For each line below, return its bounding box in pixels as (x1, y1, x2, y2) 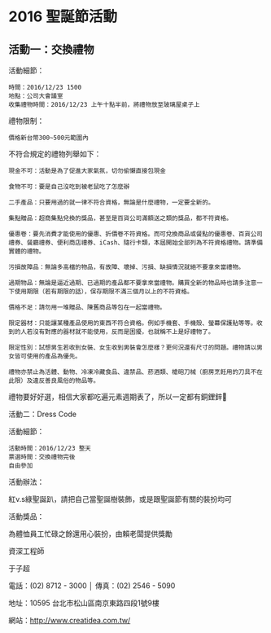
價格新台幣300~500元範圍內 (8, 134, 90, 142)
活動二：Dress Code (8, 409, 77, 419)
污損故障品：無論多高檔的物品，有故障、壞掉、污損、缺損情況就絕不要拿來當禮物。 (8, 263, 245, 271)
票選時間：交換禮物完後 (8, 453, 76, 461)
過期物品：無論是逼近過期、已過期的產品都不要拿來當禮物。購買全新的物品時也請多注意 (8, 279, 257, 287)
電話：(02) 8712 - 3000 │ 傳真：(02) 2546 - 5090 (8, 581, 176, 591)
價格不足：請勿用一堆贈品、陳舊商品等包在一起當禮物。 (8, 303, 167, 311)
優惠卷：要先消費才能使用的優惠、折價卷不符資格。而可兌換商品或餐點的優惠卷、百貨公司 (8, 230, 263, 238)
